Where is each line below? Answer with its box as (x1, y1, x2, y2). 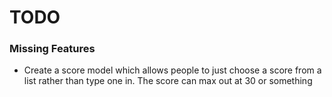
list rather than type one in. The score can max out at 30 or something (23, 75, 313, 87)
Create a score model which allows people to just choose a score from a (23, 64, 322, 76)
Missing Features (9, 42, 96, 56)
